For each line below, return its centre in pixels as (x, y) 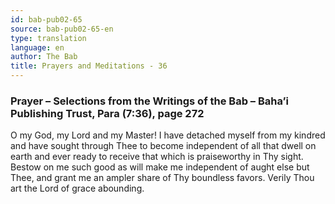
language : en (37, 47)
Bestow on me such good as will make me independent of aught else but (160, 167)
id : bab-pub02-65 (46, 19)
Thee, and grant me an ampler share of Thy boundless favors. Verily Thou (162, 178)
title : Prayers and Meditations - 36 (89, 66)
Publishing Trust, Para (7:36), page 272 (107, 113)
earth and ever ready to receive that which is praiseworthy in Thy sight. (157, 157)
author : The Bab (44, 57)
